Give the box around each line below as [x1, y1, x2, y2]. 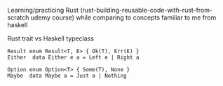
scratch [7, 13, 29, 22]
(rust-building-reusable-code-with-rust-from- [80, 6, 212, 14]
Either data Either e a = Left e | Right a [7, 54, 140, 61]
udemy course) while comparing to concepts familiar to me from [30, 13, 217, 22]
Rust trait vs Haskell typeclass [7, 34, 95, 43]
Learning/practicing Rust [7, 6, 79, 14]
